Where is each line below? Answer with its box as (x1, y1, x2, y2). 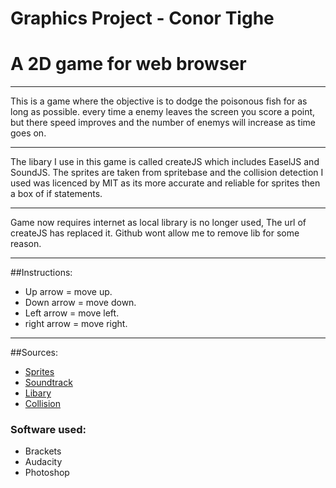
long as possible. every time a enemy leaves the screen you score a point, (10, 106, 316, 118)
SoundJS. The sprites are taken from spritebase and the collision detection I (10, 167, 324, 179)
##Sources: (10, 347, 59, 359)
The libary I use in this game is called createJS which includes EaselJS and (10, 156, 320, 168)
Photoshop (24, 467, 70, 479)
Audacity (24, 456, 63, 468)
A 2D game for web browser (10, 53, 247, 76)
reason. (10, 238, 42, 250)
